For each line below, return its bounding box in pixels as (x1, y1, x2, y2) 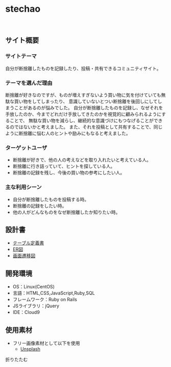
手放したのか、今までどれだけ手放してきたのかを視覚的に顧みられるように (5, 111, 162, 117)
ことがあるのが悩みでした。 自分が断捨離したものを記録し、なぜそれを (14, 104, 163, 110)
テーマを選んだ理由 (5, 79, 53, 86)
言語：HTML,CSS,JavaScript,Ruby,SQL (12, 290, 95, 296)
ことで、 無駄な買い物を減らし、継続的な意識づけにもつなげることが (9, 117, 154, 123)
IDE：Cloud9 (12, 309, 40, 315)
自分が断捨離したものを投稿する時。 (12, 196, 89, 202)
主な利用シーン (5, 184, 42, 191)
